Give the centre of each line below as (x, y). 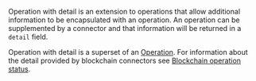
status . (19, 69)
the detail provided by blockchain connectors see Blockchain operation (124, 60)
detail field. (28, 37)
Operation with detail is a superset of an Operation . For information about (128, 52)
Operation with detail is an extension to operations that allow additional (124, 12)
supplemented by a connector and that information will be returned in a (125, 28)
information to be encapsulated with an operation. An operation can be (124, 20)
